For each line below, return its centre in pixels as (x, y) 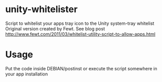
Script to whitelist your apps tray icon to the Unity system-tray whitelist (80, 23)
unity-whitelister (42, 9)
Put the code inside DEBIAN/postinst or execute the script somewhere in (81, 68)
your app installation (27, 74)
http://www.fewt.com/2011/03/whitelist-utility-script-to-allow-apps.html (80, 34)
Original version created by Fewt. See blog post (55, 28)
